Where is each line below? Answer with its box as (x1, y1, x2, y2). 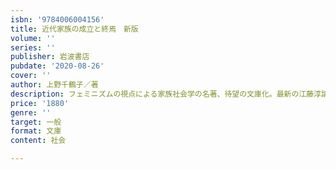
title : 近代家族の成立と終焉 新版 (10, 24, 139, 34)
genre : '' (10, 107, 52, 118)
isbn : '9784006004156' (10, 14, 105, 25)
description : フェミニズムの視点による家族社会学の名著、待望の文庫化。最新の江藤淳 (10, 89, 322, 99)
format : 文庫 (10, 126, 62, 136)
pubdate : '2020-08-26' (10, 61, 105, 71)
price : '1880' (10, 98, 70, 108)
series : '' (10, 42, 56, 53)
